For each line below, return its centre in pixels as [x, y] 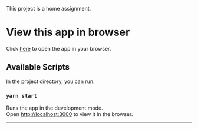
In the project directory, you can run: [50, 81]
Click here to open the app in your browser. [59, 48]
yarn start [22, 96]
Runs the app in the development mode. [55, 108]
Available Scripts [38, 67]
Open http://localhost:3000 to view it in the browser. [70, 114]
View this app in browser [68, 32]
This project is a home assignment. [49, 9]
